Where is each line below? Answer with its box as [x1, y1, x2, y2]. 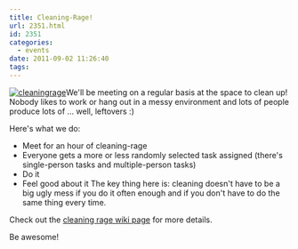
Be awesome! [9, 231, 60, 242]
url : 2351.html [9, 21, 66, 30]
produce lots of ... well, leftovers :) [9, 106, 135, 116]
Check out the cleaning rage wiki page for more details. [9, 214, 213, 225]
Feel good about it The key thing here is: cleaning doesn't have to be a [21, 178, 280, 189]
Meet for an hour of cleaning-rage [21, 140, 148, 151]
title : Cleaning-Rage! [9, 12, 93, 22]
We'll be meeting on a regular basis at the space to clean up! [65, 86, 288, 98]
